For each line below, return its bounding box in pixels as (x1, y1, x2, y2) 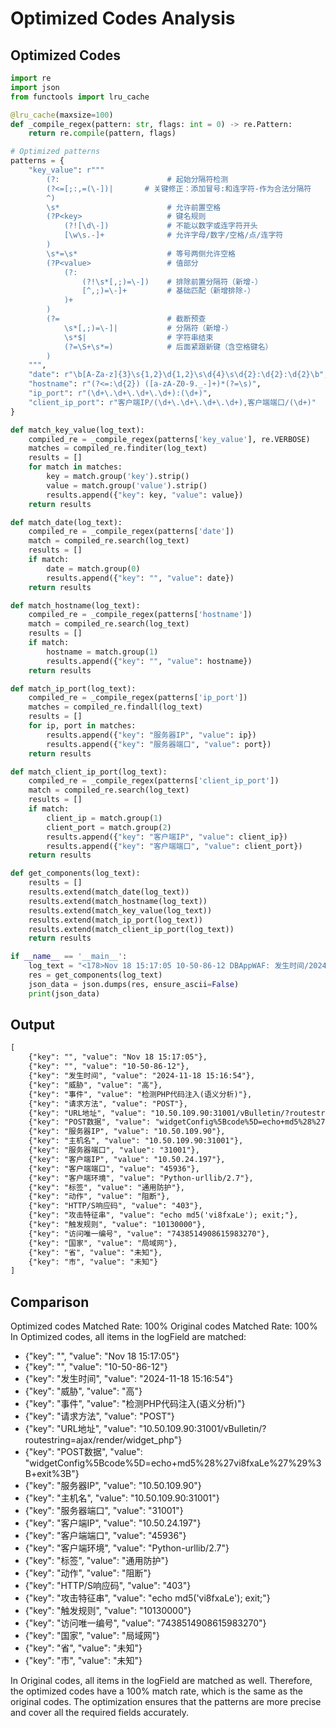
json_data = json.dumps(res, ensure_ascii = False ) (28, 979, 240, 989)
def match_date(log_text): (10, 517, 123, 527)
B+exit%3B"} (24, 1468, 80, 1480)
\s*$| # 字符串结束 (63, 332, 214, 342)
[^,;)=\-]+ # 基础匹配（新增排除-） (81, 286, 255, 296)
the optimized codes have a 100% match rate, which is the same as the (10, 1685, 304, 1697)
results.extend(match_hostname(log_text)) (28, 896, 208, 906)
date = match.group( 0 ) (46, 563, 141, 574)
